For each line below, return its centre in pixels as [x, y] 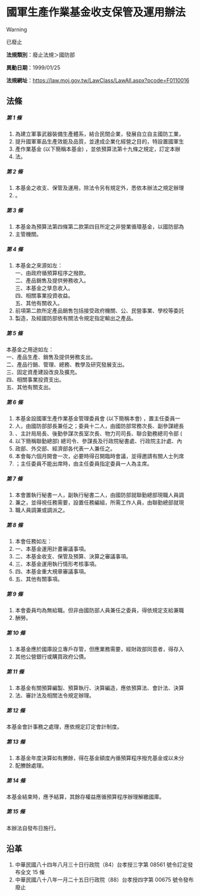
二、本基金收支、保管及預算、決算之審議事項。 [73, 557]
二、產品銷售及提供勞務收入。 [52, 280]
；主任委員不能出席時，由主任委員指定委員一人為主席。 [83, 464]
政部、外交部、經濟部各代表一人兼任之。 [65, 449]
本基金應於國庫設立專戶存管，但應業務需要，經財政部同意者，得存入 [99, 649]
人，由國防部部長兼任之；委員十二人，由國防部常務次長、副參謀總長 [99, 426]
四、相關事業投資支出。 [35, 380]
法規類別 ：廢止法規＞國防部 [41, 54]
